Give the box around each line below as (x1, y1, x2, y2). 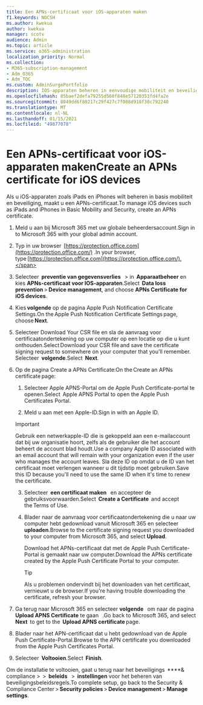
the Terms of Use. (24, 502, 68, 509)
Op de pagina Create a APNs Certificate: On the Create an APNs (14, 366, 173, 374)
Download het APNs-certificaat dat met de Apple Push (24, 545, 160, 552)
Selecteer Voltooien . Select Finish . (14, 654, 103, 662)
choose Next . (14, 317, 49, 324)
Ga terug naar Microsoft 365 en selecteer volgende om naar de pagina (14, 605, 195, 612)
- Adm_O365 (6, 71, 34, 77)
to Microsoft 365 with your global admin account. (14, 230, 138, 238)
